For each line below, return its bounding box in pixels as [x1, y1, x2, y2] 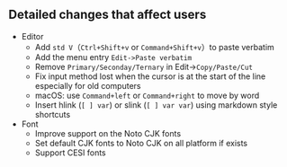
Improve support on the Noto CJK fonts [34, 127, 182, 138]
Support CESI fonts [34, 147, 106, 158]
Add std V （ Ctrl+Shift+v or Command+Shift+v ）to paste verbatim [34, 41, 275, 52]
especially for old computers [34, 80, 141, 91]
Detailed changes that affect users [8, 7, 207, 22]
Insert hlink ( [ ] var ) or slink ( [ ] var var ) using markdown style [34, 99, 278, 110]
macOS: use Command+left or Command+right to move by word [34, 90, 260, 101]
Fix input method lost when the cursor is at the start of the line [34, 71, 266, 82]
